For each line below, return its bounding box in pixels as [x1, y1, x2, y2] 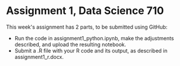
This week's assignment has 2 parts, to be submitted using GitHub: [6, 23, 168, 30]
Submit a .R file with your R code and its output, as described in [14, 47, 168, 54]
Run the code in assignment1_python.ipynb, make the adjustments [14, 34, 174, 41]
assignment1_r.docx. [14, 53, 64, 60]
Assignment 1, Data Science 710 [6, 4, 164, 18]
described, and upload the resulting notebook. [14, 41, 127, 48]
